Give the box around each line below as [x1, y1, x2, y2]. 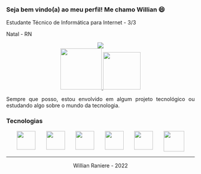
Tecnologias [6, 117, 43, 125]
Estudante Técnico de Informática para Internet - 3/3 [6, 19, 136, 26]
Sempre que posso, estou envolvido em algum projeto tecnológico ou [6, 96, 195, 103]
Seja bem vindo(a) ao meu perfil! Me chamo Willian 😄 [6, 5, 166, 14]
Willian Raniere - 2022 [72, 161, 128, 169]
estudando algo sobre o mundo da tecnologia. [6, 102, 120, 109]
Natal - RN [6, 30, 32, 38]
